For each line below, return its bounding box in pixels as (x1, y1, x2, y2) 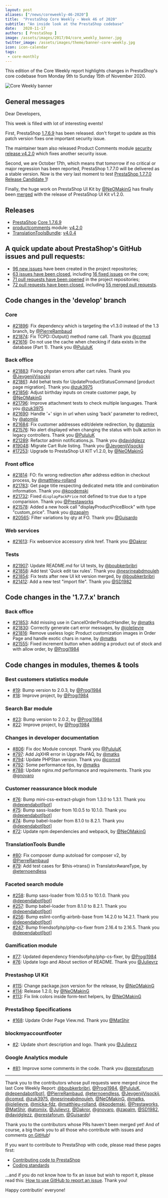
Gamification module (5, 942, 57, 949)
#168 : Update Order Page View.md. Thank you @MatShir (12, 1017, 129, 1023)
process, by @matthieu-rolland (12, 477, 76, 484)
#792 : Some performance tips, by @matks (12, 762, 100, 768)
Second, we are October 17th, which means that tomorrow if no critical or (5, 160, 156, 166)
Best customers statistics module (5, 676, 88, 683)
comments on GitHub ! (5, 1132, 50, 1138)
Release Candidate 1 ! (5, 176, 48, 182)
